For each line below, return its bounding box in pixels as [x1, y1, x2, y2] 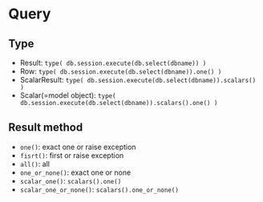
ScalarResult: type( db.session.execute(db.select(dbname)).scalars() [19, 75, 257, 84]
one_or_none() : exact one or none [19, 168, 131, 177]
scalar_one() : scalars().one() [19, 176, 122, 185]
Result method [8, 121, 83, 135]
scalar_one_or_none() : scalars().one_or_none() [19, 184, 179, 194]
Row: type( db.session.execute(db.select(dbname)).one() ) [19, 67, 222, 76]
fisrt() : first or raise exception [19, 150, 124, 160]
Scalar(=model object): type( [19, 91, 116, 100]
